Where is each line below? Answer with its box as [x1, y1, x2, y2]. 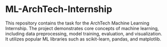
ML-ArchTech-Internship [5, 3, 113, 15]
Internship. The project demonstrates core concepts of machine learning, [5, 25, 159, 31]
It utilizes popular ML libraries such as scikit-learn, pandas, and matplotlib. [5, 36, 161, 42]
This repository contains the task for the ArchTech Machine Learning [5, 20, 150, 26]
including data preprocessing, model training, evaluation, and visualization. [5, 30, 162, 36]
